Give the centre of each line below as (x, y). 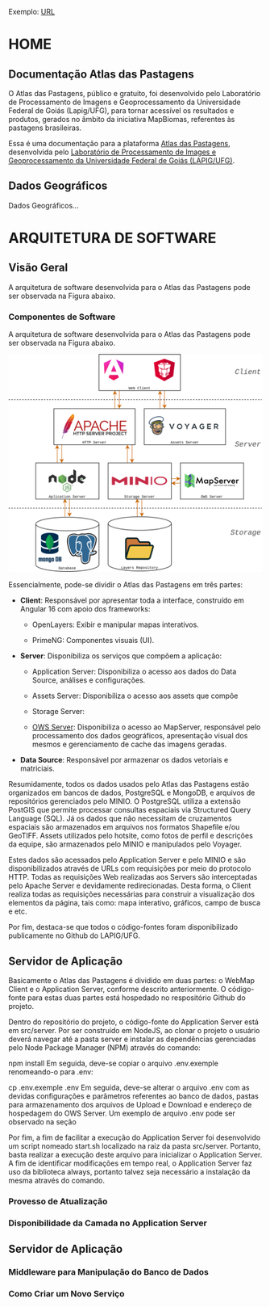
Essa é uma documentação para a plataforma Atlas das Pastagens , (120, 143)
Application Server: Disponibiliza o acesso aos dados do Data (134, 672)
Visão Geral (38, 268)
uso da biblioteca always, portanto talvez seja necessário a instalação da (129, 1172)
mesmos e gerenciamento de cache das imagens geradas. (129, 744)
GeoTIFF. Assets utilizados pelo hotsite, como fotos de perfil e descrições (131, 836)
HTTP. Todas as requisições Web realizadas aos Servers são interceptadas (133, 877)
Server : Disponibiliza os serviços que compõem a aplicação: (121, 656)
